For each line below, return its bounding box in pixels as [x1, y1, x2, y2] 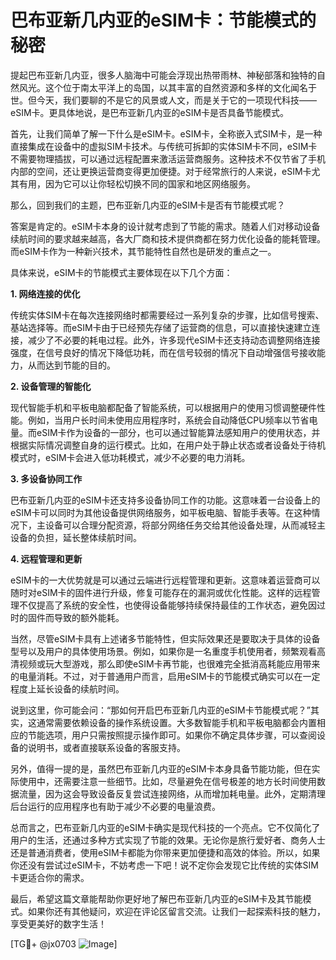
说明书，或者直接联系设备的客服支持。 [27, 741, 186, 753]
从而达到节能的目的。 [27, 359, 116, 371]
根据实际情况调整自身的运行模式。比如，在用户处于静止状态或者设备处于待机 [10, 439, 326, 451]
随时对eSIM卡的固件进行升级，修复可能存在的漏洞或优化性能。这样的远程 [10, 586, 312, 598]
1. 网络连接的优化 [10, 287, 81, 300]
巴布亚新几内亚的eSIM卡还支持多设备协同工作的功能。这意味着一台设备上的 [10, 494, 321, 506]
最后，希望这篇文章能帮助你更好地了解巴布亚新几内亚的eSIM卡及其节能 [10, 892, 303, 905]
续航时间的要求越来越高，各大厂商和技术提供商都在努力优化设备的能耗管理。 [10, 232, 326, 245]
